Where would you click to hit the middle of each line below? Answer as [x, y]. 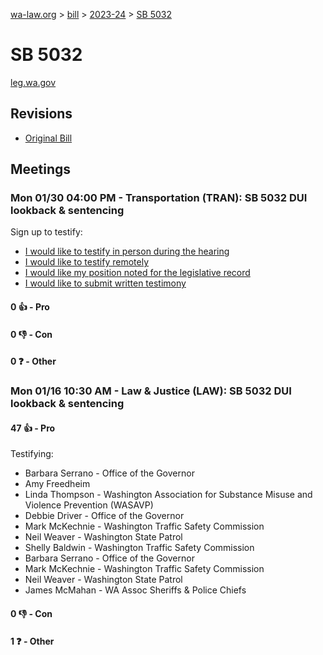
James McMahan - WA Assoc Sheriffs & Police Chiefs [135, 590]
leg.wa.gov [33, 82]
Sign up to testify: [46, 232]
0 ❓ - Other [33, 361]
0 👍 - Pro [30, 307]
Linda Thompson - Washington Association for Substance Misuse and [168, 495]
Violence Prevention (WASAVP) [89, 505]
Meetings [41, 169]
